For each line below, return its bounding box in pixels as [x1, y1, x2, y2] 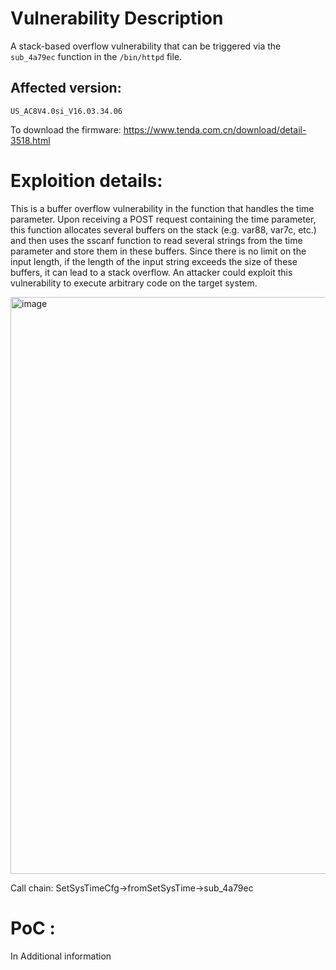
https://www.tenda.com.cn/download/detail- [123, 123, 307, 136]
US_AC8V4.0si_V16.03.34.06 [10, 106, 123, 116]
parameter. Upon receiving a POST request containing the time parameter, [10, 213, 317, 225]
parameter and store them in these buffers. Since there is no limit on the [10, 245, 307, 257]
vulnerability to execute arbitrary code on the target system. [10, 277, 258, 289]
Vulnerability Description [10, 7, 224, 30]
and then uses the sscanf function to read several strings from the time [10, 234, 303, 246]
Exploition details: [10, 169, 163, 192]
